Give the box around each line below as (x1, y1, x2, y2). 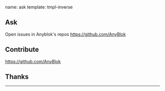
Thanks (5, 73, 29, 81)
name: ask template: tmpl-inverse (5, 4, 73, 10)
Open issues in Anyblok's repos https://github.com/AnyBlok (5, 31, 126, 37)
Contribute (5, 45, 39, 54)
